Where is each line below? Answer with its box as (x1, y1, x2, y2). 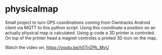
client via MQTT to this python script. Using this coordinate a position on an (5, 24, 156, 30)
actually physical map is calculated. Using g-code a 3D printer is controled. (5, 30, 155, 36)
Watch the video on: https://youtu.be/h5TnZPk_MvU (5, 44, 109, 50)
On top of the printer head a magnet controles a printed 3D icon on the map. (5, 35, 158, 41)
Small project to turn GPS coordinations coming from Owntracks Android (5, 19, 150, 25)
